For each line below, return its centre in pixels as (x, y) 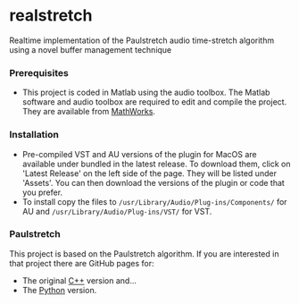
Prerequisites (39, 72)
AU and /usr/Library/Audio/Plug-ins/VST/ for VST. (117, 211)
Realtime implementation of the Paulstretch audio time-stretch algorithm (142, 40)
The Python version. (59, 290)
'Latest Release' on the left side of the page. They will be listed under (149, 173)
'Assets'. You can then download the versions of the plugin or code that (154, 182)
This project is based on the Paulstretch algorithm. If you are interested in (144, 253)
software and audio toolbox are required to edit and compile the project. (154, 102)
